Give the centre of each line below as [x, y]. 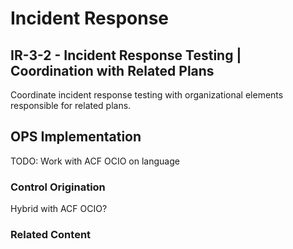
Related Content [51, 235]
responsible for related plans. [71, 105]
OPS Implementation [76, 137]
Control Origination [58, 187]
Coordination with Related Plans [112, 70]
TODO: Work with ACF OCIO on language [95, 161]
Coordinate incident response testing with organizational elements [147, 95]
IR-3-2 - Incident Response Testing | [126, 55]
